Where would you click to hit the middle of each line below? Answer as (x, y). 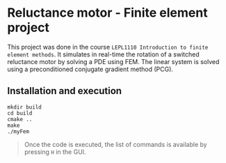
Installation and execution (65, 91)
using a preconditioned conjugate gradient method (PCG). (90, 69)
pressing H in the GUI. (55, 152)
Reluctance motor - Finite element (107, 13)
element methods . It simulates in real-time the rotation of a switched (103, 54)
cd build (20, 113)
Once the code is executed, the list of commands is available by (115, 144)
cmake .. (20, 119)
